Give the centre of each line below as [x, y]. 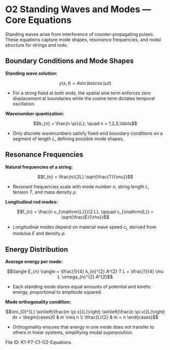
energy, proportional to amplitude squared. [57, 292]
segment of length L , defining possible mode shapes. [68, 139]
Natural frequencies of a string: [39, 167]
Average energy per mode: [34, 262]
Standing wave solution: [31, 73]
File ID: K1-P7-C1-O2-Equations [38, 342]
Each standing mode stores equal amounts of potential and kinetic [82, 287]
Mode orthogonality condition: [38, 302]
